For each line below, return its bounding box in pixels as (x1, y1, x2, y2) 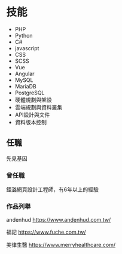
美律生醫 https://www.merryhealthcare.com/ (6, 241, 115, 249)
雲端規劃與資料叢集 (14, 103, 63, 111)
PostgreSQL (14, 89, 45, 96)
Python (14, 32, 33, 39)
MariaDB (14, 82, 37, 90)
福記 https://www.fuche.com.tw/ (6, 228, 86, 236)
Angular (14, 70, 35, 77)
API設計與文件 (14, 111, 50, 118)
